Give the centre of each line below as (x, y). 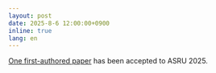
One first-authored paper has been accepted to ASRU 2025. (108, 61)
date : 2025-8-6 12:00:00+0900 (59, 23)
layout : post (30, 16)
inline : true (30, 30)
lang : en (23, 38)
